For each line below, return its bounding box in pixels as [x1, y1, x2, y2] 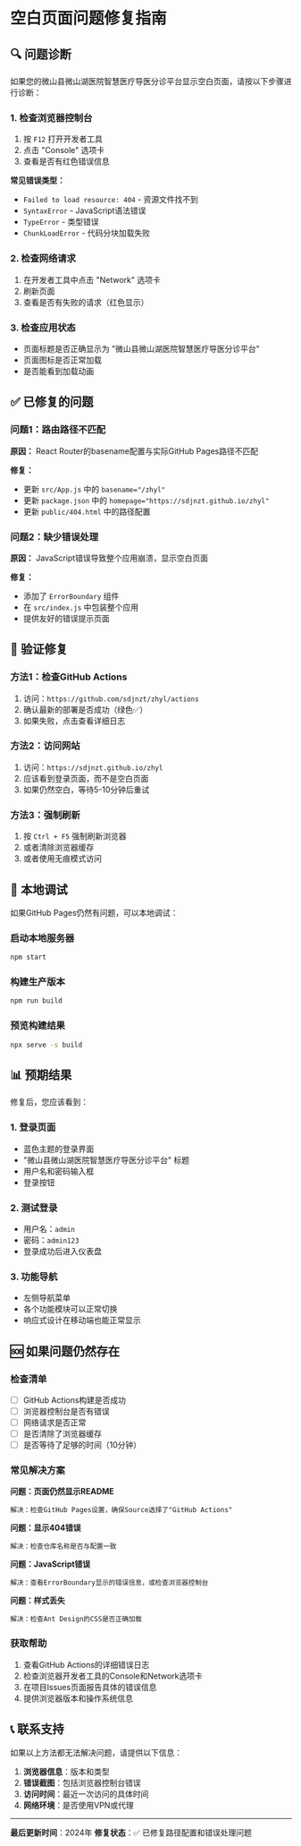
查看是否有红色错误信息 [22, 156, 110, 167]
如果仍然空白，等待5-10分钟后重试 [22, 784, 150, 795]
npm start [10, 953, 47, 962]
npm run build [10, 996, 63, 1005]
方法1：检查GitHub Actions [10, 671, 128, 683]
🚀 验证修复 [10, 642, 68, 657]
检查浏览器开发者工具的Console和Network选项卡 [22, 1671, 204, 1681]
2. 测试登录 [10, 1201, 58, 1214]
